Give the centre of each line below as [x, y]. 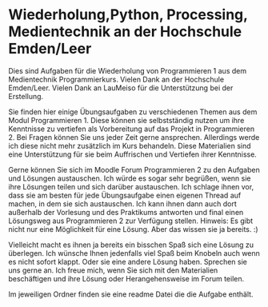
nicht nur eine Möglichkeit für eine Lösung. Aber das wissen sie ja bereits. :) [133, 229]
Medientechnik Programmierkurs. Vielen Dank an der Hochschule [116, 79]
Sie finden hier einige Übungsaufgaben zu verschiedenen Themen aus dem [133, 112]
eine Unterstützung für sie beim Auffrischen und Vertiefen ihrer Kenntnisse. [133, 154]
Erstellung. [26, 96]
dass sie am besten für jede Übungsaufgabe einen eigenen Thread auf [125, 195]
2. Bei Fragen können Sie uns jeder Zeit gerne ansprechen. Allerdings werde [134, 137]
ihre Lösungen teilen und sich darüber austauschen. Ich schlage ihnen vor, [131, 186]
